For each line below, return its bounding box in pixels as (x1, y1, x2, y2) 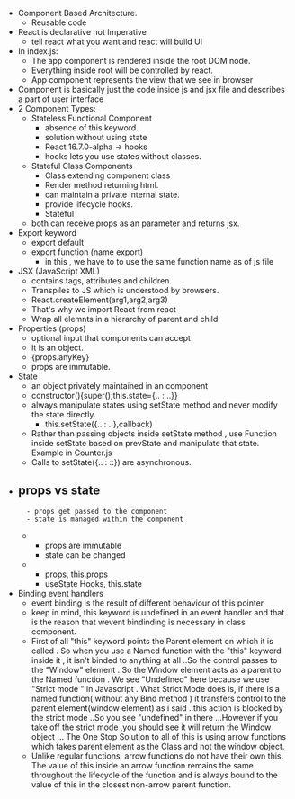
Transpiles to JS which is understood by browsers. (31, 285, 219, 295)
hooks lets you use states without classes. (44, 151, 202, 161)
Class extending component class (44, 170, 171, 181)
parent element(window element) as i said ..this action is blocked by (31, 702, 283, 714)
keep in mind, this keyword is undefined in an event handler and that (31, 606, 285, 617)
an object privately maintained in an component (31, 381, 209, 391)
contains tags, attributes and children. (31, 275, 173, 286)
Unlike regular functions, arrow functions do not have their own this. (31, 750, 284, 761)
